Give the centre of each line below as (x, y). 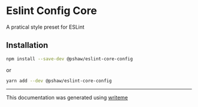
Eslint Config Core (52, 11)
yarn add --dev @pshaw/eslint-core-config (59, 81)
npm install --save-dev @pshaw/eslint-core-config (70, 59)
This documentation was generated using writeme (67, 97)
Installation (27, 45)
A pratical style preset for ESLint (45, 27)
